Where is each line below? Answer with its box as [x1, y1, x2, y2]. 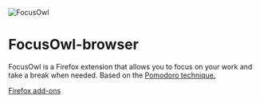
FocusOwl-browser [8, 36, 140, 53]
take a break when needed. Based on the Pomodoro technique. [8, 70, 216, 80]
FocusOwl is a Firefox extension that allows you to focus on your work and [8, 61, 253, 71]
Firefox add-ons [8, 85, 61, 95]
